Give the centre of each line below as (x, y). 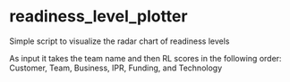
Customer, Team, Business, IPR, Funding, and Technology (116, 68)
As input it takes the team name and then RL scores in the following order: (145, 58)
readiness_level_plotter (98, 16)
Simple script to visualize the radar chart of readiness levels (119, 41)
